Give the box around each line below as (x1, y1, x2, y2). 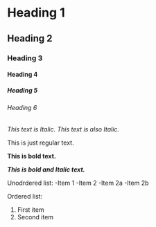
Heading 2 (7, 33, 53, 44)
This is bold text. (7, 152, 57, 160)
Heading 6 (7, 104, 37, 112)
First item (17, 206, 44, 214)
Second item (17, 212, 54, 221)
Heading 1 (7, 5, 66, 21)
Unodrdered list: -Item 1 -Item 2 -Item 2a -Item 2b (7, 179, 149, 187)
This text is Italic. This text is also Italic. (7, 125, 120, 133)
